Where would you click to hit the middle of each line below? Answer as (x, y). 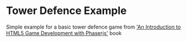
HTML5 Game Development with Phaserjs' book (64, 33)
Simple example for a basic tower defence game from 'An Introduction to (93, 27)
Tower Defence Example (66, 11)
